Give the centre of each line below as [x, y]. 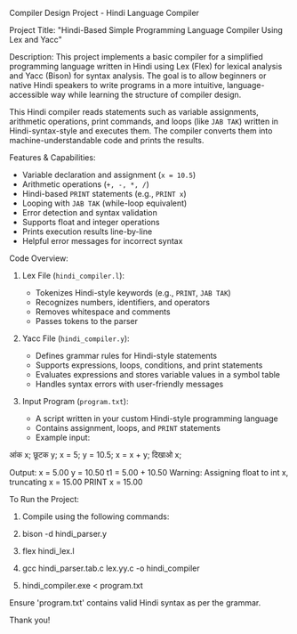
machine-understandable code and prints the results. [107, 140]
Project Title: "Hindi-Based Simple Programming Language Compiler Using [146, 30]
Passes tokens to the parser [87, 321]
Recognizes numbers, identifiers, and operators [123, 302]
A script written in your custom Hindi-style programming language [157, 419]
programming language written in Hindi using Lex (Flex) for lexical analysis [146, 66]
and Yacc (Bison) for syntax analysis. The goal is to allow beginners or [138, 76]
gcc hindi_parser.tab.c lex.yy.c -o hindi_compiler [111, 568]
